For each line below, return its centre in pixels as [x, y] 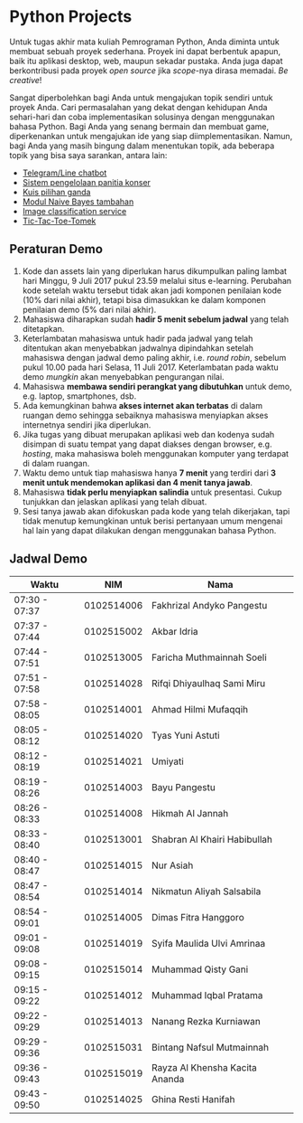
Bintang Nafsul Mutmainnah [211, 1047]
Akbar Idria [175, 631]
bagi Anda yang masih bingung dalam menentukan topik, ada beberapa [142, 146]
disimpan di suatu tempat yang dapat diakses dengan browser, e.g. [147, 444]
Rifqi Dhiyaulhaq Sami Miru [209, 683]
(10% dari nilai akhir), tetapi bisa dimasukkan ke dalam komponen [144, 299]
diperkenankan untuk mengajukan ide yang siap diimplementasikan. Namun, [151, 136]
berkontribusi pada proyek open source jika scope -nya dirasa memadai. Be [149, 71]
